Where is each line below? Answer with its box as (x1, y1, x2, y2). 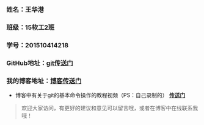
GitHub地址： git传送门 (6, 59, 73, 67)
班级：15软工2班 (6, 23, 55, 32)
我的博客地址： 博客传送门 (6, 76, 82, 85)
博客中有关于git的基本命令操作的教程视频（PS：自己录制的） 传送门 (15, 91, 186, 98)
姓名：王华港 (6, 5, 45, 13)
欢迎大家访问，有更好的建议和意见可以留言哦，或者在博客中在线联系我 (21, 104, 199, 112)
